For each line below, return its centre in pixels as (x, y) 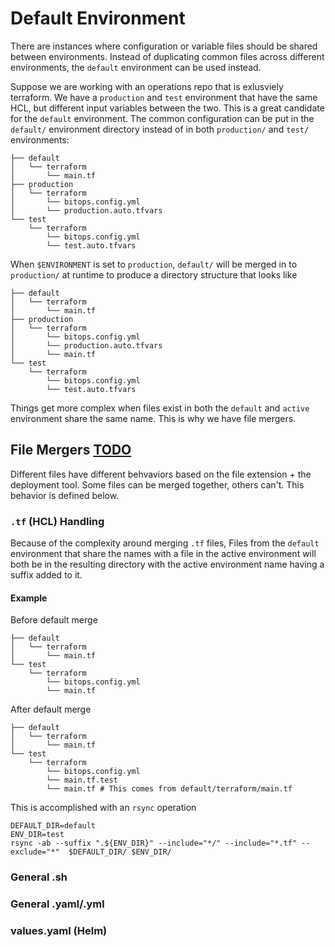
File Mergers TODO (71, 450)
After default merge (51, 709)
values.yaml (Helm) (59, 931)
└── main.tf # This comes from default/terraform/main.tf (169, 789)
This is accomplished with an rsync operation (103, 808)
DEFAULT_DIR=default (53, 826)
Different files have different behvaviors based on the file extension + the (161, 474)
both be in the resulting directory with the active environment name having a (167, 564)
